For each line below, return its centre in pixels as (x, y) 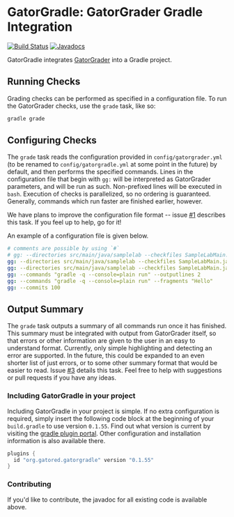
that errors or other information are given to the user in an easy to (101, 341)
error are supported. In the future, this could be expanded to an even (106, 355)
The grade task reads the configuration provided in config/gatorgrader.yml (115, 157)
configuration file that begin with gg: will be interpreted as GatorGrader (109, 179)
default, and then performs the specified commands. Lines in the (100, 172)
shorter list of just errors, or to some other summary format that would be (112, 363)
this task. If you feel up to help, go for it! (64, 222)
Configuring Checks (52, 140)
